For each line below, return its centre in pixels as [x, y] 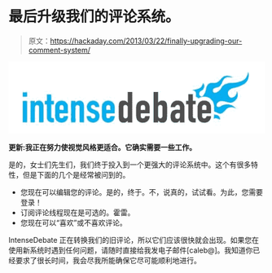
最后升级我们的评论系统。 [94, 17]
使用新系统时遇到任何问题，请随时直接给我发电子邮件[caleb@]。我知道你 [131, 250]
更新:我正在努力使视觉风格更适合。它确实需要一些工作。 [103, 147]
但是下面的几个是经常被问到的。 [76, 174]
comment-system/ [59, 50]
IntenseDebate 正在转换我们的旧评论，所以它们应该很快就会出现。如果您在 [134, 240]
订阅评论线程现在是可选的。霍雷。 [77, 212]
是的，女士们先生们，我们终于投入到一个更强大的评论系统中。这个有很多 [129, 165]
